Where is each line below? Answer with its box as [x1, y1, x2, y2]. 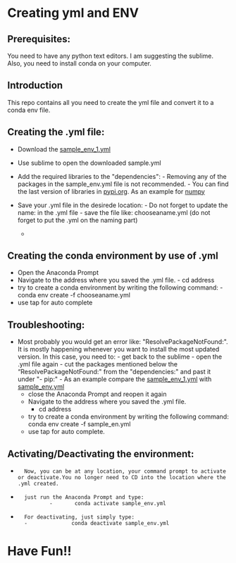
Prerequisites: [7, 33, 70, 45]
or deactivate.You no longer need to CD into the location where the [17, 474, 227, 481]
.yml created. [17, 481, 59, 488]
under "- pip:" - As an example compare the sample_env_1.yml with [17, 375, 212, 383]
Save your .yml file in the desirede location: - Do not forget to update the [17, 201, 228, 209]
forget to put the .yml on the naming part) [17, 216, 138, 224]
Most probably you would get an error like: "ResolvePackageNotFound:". [17, 338, 228, 346]
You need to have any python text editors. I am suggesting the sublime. [7, 51, 213, 60]
